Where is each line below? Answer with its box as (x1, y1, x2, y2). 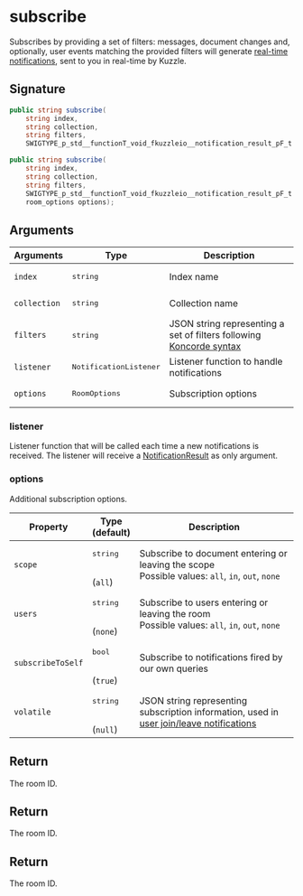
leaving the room (139, 608, 211, 621)
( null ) (91, 723, 119, 735)
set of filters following (169, 329, 262, 341)
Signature (9, 81, 66, 97)
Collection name (169, 296, 239, 309)
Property (29, 520, 69, 533)
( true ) (91, 674, 119, 686)
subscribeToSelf (14, 658, 84, 668)
